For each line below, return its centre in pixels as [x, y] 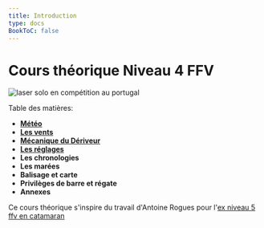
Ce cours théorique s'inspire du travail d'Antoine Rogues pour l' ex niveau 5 [132, 208]
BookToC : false [34, 31]
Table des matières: [41, 108]
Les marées [40, 166]
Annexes [35, 192]
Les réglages [42, 149]
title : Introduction [43, 16]
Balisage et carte [49, 175]
